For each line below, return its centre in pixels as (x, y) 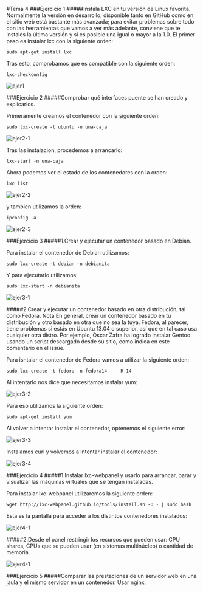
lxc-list (17, 184)
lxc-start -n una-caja (35, 161)
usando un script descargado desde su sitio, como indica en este (88, 342)
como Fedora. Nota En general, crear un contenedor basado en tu (89, 316)
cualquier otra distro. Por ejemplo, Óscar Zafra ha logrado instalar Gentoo (98, 335)
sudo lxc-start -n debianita (43, 286)
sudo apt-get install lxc (39, 52)
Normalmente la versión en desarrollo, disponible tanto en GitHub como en (100, 15)
